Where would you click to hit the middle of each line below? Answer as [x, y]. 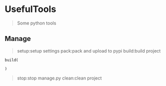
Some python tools [36, 23]
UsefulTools [30, 9]
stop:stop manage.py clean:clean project [59, 78]
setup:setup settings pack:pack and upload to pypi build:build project [89, 50]
